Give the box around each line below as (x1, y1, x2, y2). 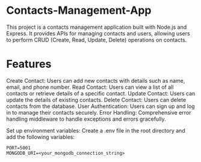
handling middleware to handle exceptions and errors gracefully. (6, 115, 167, 122)
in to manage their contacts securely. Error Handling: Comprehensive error (6, 109, 191, 116)
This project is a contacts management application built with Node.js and (6, 23, 187, 31)
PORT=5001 (6, 145, 31, 151)
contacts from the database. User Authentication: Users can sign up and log (6, 103, 195, 110)
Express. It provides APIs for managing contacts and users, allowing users (6, 29, 191, 37)
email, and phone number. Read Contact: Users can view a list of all (6, 83, 174, 91)
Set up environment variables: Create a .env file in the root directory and (6, 127, 185, 134)
